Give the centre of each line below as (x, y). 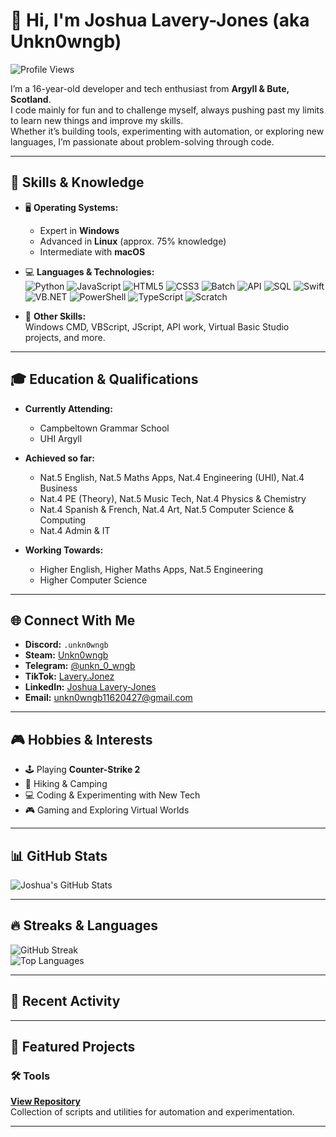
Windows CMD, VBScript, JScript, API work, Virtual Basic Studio (157, 326)
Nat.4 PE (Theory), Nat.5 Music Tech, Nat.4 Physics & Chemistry (173, 498)
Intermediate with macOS (92, 251)
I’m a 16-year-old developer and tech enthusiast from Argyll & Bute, (150, 88)
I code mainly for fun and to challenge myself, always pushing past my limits (167, 110)
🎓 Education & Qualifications (104, 379)
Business (58, 488)
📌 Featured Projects (73, 1047)
